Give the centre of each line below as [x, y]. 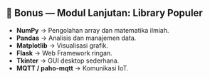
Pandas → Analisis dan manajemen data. [76, 38]
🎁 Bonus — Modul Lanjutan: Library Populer [104, 13]
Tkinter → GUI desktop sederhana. [68, 60]
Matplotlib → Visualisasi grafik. [62, 45]
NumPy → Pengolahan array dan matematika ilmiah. [93, 30]
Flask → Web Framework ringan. [64, 53]
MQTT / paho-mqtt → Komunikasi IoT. [72, 68]
